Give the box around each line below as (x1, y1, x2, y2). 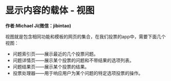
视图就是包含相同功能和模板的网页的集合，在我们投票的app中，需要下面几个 (5, 33, 166, 39)
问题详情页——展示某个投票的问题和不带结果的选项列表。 (12, 57, 134, 63)
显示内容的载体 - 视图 (5, 5, 95, 16)
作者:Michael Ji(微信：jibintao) (5, 23, 72, 29)
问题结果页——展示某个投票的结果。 (12, 64, 90, 70)
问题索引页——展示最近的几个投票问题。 (12, 51, 98, 57)
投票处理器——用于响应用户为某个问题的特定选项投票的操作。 (12, 70, 143, 76)
